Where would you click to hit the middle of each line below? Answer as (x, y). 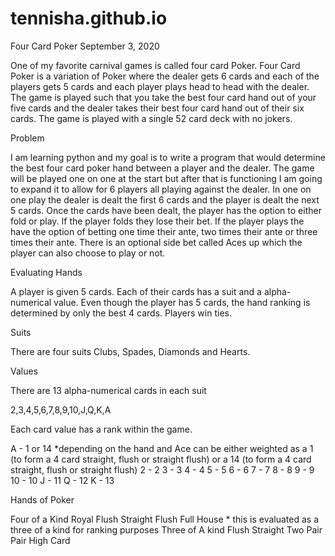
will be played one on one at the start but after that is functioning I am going (166, 178)
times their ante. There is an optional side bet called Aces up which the (156, 242)
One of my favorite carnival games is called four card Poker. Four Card (155, 65)
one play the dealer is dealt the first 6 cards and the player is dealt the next (165, 199)
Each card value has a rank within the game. (101, 429)
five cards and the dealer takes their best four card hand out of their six (157, 108)
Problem (27, 138)
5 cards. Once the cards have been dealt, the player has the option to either (166, 210)
